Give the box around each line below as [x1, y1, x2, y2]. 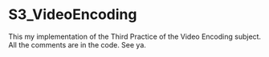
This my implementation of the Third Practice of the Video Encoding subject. [8, 32, 262, 41]
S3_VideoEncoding [8, 6, 137, 24]
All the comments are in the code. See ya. [8, 40, 147, 49]
